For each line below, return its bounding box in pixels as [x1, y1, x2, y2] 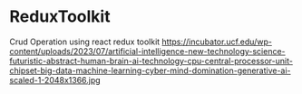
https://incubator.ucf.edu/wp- [161, 36, 272, 47]
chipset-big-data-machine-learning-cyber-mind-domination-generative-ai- [9, 65, 292, 76]
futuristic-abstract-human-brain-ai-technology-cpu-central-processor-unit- [9, 55, 293, 66]
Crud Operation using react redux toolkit [9, 36, 161, 47]
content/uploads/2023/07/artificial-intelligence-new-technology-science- [9, 45, 286, 56]
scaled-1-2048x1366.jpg [9, 74, 102, 85]
